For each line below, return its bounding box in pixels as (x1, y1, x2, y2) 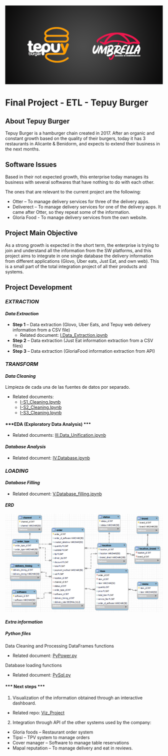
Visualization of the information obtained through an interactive (12, 695, 143, 701)
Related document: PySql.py (12, 672, 71, 678)
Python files (5, 630, 31, 636)
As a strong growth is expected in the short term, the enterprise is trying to (5, 242, 159, 248)
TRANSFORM (5, 361, 38, 368)
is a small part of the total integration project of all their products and (5, 263, 147, 269)
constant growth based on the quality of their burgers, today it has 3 (5, 135, 146, 141)
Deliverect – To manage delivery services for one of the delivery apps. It (12, 203, 161, 210)
